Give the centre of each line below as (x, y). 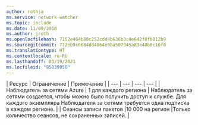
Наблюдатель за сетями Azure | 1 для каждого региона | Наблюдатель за (99, 90)
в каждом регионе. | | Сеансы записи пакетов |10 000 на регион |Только (98, 109)
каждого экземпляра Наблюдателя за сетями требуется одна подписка (98, 103)
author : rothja (25, 12)
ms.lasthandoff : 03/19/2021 (41, 61)
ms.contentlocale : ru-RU (37, 56)
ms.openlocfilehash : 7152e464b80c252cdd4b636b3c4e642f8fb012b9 (86, 39)
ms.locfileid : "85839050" (38, 67)
